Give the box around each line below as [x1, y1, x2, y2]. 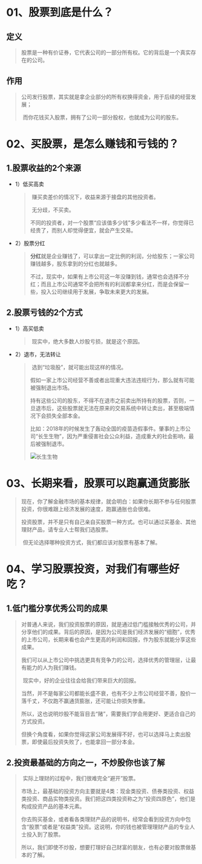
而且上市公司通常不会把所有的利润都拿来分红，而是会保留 [41, 280, 184, 288]
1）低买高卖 [15, 180, 44, 187]
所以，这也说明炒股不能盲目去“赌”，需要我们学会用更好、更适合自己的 [21, 710, 196, 717]
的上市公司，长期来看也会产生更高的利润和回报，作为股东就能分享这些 [21, 635, 197, 643]
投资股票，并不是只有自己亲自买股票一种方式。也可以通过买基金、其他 [21, 518, 197, 525]
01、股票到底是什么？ [6, 5, 114, 19]
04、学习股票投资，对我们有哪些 [6, 562, 169, 576]
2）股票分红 [15, 239, 45, 246]
